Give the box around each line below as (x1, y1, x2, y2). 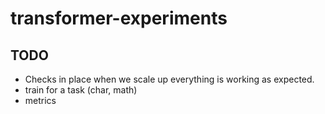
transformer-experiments (10, 7, 228, 30)
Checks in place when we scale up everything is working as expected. (24, 73, 315, 85)
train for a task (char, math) (24, 84, 138, 96)
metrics (24, 95, 57, 106)
